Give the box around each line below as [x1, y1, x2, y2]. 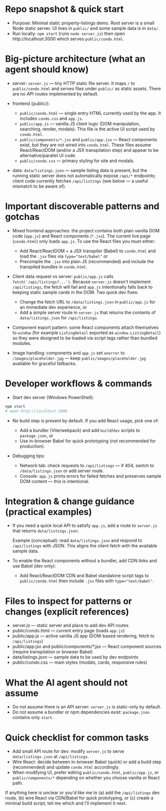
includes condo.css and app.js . [19, 115, 83, 121]
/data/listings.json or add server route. [19, 468, 104, 474]
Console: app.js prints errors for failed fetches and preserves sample [19, 473, 162, 479]
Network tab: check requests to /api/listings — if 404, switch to [19, 462, 155, 468]
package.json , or [19, 432, 54, 438]
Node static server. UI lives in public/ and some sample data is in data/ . [12, 25, 160, 31]
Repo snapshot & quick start [5, 3, 124, 15]
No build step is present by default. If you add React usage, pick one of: [12, 417, 159, 423]
